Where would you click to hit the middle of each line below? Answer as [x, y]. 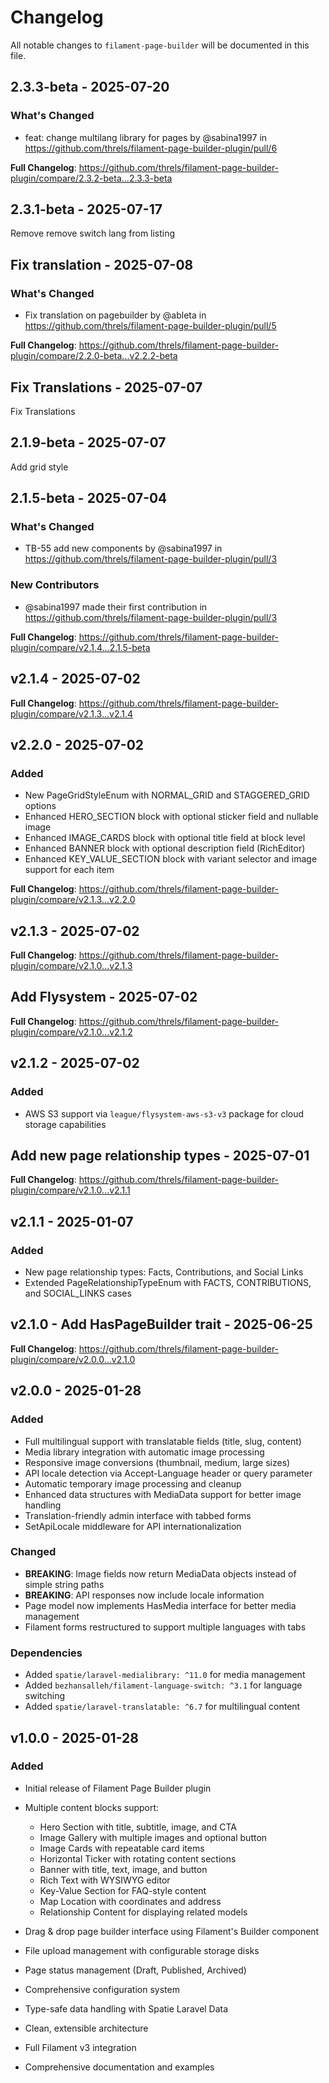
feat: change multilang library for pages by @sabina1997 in [146, 137]
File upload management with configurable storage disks [142, 1950]
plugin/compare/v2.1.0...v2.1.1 [70, 1190]
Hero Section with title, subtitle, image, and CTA [138, 1827]
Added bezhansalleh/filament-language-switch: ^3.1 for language [163, 1685]
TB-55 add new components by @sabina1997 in [123, 548]
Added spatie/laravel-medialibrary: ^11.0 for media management [165, 1675]
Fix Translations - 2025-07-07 [106, 387]
